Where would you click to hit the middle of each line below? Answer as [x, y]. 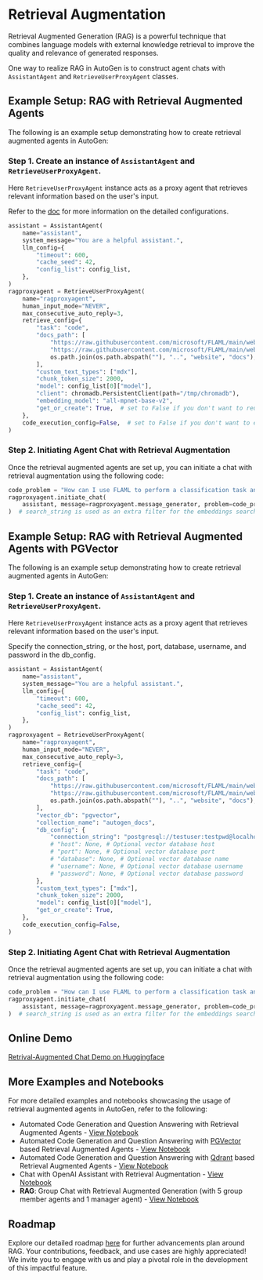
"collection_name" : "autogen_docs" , [96, 822]
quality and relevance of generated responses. [83, 53]
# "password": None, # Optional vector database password [146, 873]
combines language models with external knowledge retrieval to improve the [131, 44]
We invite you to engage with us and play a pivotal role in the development [128, 1259]
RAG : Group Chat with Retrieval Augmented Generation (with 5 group [131, 1191]
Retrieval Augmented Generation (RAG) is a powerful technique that [117, 36]
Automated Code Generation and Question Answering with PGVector [130, 1141]
